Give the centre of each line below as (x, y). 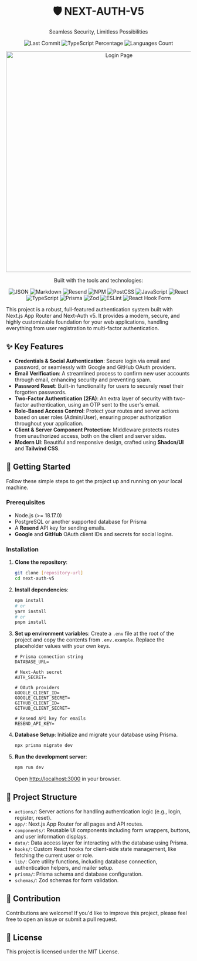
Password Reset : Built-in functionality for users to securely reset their (99, 385)
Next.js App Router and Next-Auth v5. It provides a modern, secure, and (93, 315)
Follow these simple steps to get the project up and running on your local (94, 481)
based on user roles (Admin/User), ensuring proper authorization (93, 417)
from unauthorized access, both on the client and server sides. (90, 435)
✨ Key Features (35, 347)
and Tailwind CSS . (37, 448)
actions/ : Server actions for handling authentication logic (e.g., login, (98, 811)
